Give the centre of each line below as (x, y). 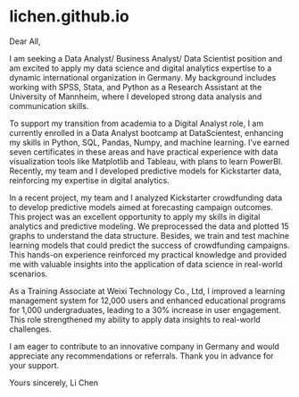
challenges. (30, 329)
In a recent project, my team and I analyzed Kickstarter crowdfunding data (146, 198)
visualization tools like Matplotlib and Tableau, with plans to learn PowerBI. (146, 161)
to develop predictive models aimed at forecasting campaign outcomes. (141, 207)
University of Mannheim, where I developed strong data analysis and (136, 97)
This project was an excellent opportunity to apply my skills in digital (135, 216)
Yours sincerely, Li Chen (54, 383)
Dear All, (25, 41)
